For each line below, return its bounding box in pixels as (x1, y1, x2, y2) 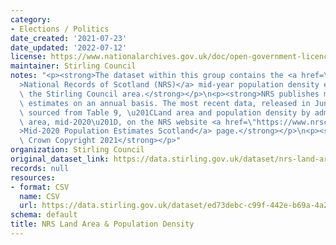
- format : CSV (10, 182, 70, 192)
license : (10, 52, 47, 62)
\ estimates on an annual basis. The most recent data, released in (19, 98, 311, 108)
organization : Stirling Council (10, 145, 145, 155)
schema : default (10, 210, 78, 220)
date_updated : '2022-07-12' (10, 42, 128, 53)
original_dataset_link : (10, 154, 110, 164)
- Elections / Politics (10, 24, 110, 34)
